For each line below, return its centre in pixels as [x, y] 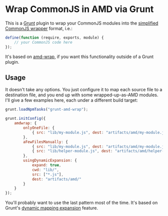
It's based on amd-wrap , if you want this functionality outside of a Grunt [79, 57]
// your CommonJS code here [43, 42]
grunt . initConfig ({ [25, 119]
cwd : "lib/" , [45, 170]
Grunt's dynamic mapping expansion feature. [52, 208]
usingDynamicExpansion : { [50, 161]
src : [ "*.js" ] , [48, 174]
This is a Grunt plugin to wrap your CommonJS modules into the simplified [82, 23]
